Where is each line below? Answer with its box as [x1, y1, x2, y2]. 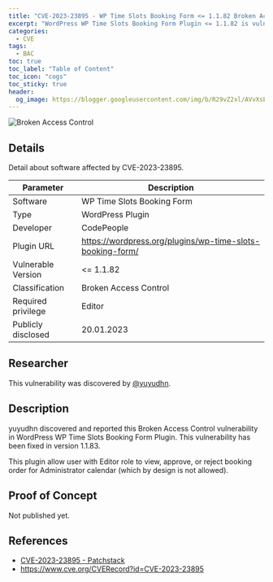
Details [8, 141, 45, 155]
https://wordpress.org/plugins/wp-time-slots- [80, 235, 261, 247]
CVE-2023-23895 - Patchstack [19, 555, 125, 566]
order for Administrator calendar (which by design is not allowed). [8, 465, 229, 475]
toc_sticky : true [8, 80, 67, 88]
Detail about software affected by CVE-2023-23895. [8, 163, 184, 173]
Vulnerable [12, 259, 54, 270]
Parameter [22, 182, 64, 194]
